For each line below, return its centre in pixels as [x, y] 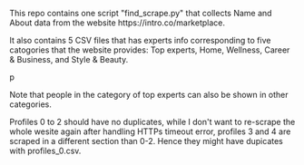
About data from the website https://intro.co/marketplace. [117, 23]
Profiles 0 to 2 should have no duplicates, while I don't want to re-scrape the [152, 122]
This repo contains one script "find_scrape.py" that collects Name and [141, 13]
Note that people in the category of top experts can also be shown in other [149, 95]
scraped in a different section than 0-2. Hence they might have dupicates [147, 141]
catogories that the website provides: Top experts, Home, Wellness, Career [150, 50]
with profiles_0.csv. [45, 150]
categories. [30, 104]
